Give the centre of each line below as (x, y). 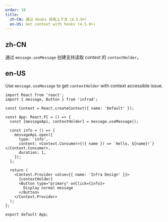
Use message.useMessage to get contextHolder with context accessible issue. (84, 85)
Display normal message (48, 188)
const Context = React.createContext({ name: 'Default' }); (70, 108)
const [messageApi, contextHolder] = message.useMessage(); (74, 121)
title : (12, 15)
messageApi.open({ (34, 135)
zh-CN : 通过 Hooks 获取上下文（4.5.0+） (49, 19)
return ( (19, 170)
